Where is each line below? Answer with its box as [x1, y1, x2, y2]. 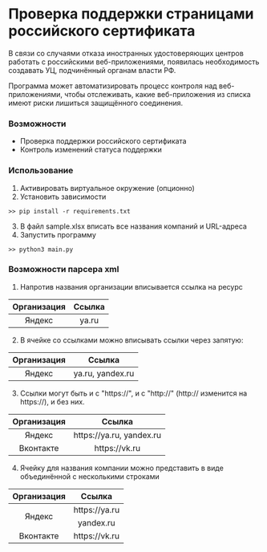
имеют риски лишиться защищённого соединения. [8, 98, 184, 108]
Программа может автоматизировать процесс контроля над [8, 81, 218, 91]
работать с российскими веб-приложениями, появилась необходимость [8, 57, 260, 67]
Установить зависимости [19, 192, 107, 201]
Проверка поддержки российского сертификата [19, 136, 187, 146]
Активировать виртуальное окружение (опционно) [19, 183, 195, 193]
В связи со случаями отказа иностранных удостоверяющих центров [8, 48, 245, 58]
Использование [8, 165, 74, 177]
